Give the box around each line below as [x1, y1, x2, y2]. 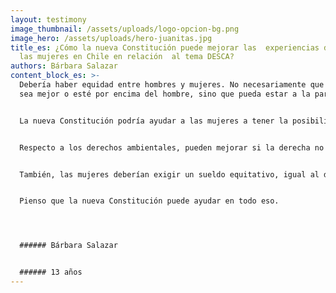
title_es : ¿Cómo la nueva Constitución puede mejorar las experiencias [10, 42, 320, 53]
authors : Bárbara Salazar [10, 61, 118, 71]
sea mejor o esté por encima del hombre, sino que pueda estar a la [19, 89, 311, 99]
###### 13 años [19, 267, 83, 278]
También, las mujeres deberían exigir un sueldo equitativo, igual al [19, 169, 320, 180]
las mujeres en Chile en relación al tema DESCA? [19, 52, 235, 62]
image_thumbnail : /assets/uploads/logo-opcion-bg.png [10, 24, 240, 34]
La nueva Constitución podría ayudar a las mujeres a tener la [19, 116, 288, 126]
